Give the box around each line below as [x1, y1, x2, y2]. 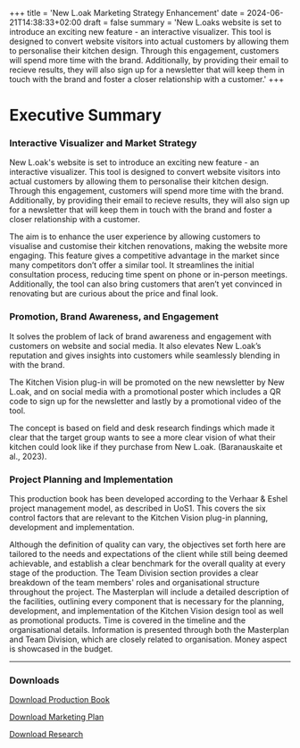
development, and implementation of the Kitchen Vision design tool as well [9, 606, 284, 617]
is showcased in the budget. [9, 644, 113, 654]
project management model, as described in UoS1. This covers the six [9, 503, 266, 514]
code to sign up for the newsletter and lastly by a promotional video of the [9, 395, 281, 406]
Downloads [9, 674, 60, 686]
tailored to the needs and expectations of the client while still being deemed [9, 549, 288, 560]
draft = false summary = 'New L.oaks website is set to [83, 17, 282, 28]
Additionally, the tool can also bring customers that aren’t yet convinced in [9, 278, 283, 289]
